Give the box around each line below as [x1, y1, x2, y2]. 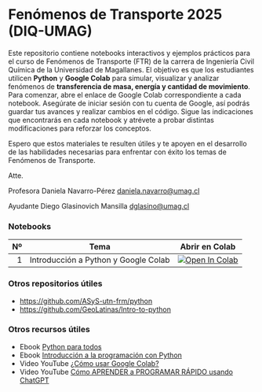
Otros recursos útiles [8, 324, 90, 335]
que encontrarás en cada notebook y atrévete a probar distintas [8, 115, 214, 124]
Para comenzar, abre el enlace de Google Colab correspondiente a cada [8, 90, 242, 99]
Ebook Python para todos [19, 342, 102, 351]
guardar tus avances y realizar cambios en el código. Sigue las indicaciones [8, 106, 253, 116]
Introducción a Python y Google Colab [30, 254, 170, 265]
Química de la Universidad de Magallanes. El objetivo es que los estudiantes [8, 65, 254, 74]
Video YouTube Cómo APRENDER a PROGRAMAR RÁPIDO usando [19, 367, 234, 376]
